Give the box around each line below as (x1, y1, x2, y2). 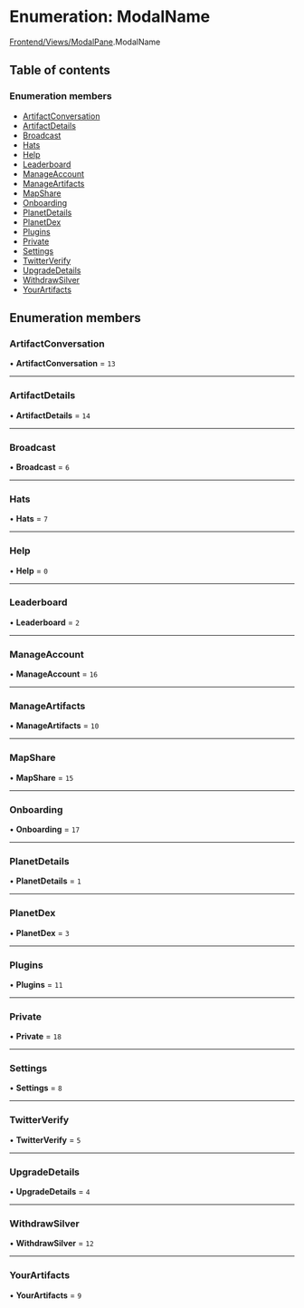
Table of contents (9, 63, 110, 78)
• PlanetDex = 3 (9, 927, 70, 938)
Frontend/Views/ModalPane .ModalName (9, 36, 161, 47)
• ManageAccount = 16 (9, 669, 98, 679)
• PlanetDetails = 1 (9, 875, 81, 886)
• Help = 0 (9, 565, 48, 576)
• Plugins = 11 (9, 979, 63, 990)
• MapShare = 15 (9, 772, 74, 783)
